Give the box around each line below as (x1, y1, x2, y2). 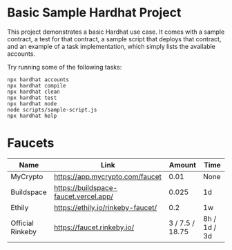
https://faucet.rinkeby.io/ (54, 222, 135, 232)
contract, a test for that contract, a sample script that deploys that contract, (7, 34, 222, 43)
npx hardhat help (7, 112, 57, 119)
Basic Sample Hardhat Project (7, 5, 182, 21)
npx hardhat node (7, 100, 57, 107)
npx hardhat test (7, 94, 57, 101)
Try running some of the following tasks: (7, 63, 122, 71)
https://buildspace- (54, 183, 118, 192)
